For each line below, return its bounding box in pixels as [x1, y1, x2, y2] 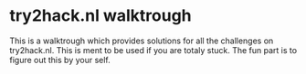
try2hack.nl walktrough [9, 5, 192, 26]
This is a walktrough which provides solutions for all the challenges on [9, 35, 274, 46]
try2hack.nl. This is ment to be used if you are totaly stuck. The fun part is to [9, 44, 298, 55]
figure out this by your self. [9, 54, 111, 65]
